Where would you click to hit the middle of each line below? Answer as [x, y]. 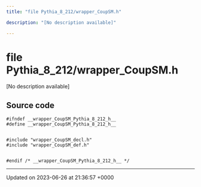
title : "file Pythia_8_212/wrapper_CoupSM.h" [64, 12]
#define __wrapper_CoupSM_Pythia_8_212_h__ [61, 124]
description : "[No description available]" [61, 22]
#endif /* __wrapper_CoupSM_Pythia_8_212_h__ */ [68, 161]
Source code [31, 105]
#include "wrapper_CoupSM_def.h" [48, 145]
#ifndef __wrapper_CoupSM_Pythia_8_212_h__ [61, 119]
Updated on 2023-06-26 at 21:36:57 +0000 [60, 177]
